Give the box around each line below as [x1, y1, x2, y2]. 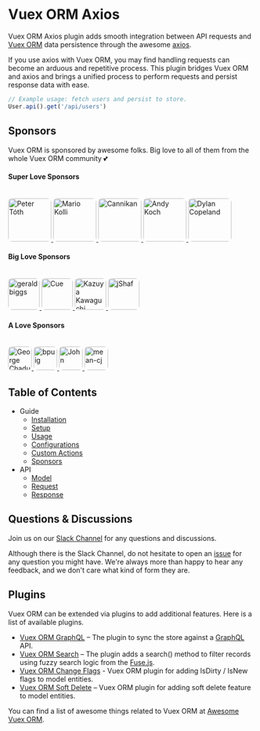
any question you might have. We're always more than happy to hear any [8, 557, 244, 566]
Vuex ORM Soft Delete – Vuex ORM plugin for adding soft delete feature [19, 682, 251, 692]
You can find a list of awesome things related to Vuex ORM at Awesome [8, 706, 240, 715]
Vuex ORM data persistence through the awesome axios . [8, 39, 192, 49]
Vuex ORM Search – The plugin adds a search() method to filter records [19, 649, 251, 659]
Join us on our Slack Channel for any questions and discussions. [8, 533, 217, 543]
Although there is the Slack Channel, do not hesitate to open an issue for [8, 548, 243, 558]
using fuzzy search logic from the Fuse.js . [19, 657, 155, 667]
